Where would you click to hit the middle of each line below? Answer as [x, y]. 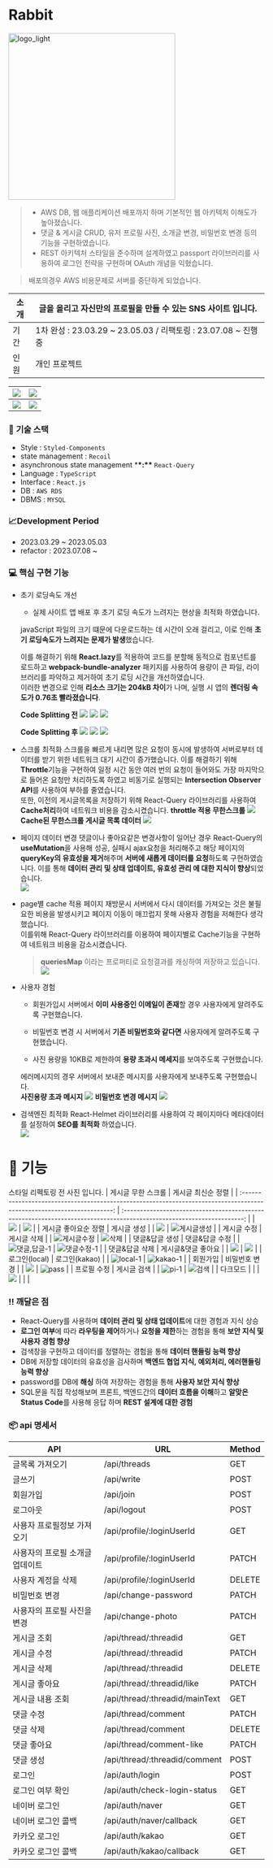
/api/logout [125, 1510]
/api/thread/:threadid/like [151, 1683]
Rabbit [31, 15]
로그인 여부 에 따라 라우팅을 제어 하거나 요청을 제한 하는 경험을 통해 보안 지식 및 [142, 1331]
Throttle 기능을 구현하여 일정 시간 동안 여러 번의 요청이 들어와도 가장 [128, 769]
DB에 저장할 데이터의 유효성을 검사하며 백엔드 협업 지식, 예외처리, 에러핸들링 [141, 1362]
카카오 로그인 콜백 [45, 1852]
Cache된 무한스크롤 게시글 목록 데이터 [81, 820]
